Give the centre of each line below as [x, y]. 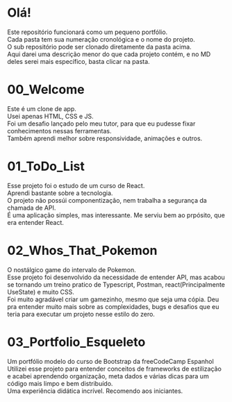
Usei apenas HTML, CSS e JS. [50, 116]
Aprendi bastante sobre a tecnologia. [60, 193]
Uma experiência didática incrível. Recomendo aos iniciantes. [95, 391]
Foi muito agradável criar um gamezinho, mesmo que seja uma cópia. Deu [113, 299]
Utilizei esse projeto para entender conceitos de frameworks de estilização [115, 369]
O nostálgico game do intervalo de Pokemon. [72, 269]
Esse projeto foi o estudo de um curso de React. [76, 185]
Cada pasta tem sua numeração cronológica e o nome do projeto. [101, 39]
